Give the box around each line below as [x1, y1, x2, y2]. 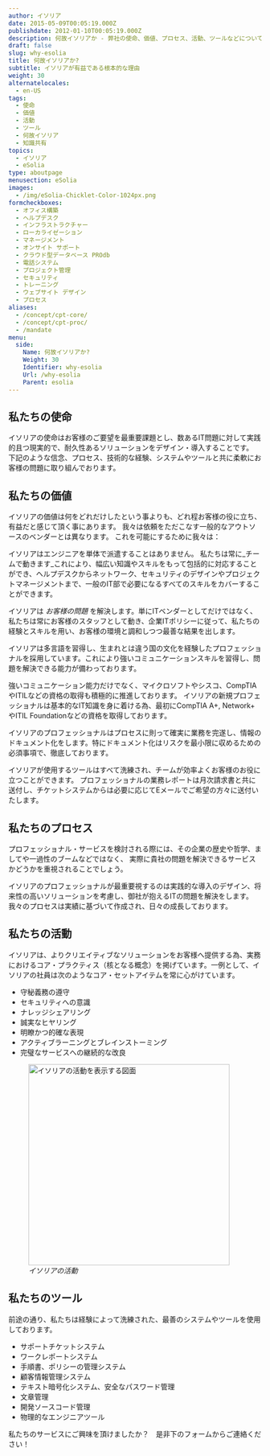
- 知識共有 [15, 138, 47, 147]
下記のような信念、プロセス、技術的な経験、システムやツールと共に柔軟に [8, 453, 255, 463]
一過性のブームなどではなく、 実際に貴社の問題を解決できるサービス [29, 853, 256, 863]
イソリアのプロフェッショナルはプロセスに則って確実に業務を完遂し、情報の [8, 728, 262, 738]
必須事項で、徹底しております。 [8, 748, 113, 758]
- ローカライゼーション [15, 228, 83, 237]
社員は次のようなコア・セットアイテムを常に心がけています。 [35, 970, 239, 980]
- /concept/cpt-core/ [15, 311, 88, 319]
